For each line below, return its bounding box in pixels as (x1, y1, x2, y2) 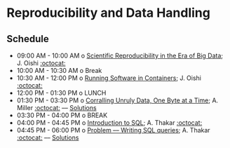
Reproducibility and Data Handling (6, 5, 211, 21)
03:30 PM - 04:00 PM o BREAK (16, 111, 108, 119)
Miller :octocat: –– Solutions (16, 104, 97, 112)
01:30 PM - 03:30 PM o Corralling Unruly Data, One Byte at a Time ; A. (16, 96, 219, 105)
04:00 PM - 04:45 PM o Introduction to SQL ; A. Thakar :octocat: (16, 119, 203, 127)
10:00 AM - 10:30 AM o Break (16, 67, 102, 74)
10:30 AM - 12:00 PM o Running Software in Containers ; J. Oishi (16, 74, 201, 82)
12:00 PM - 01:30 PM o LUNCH (16, 89, 107, 97)
